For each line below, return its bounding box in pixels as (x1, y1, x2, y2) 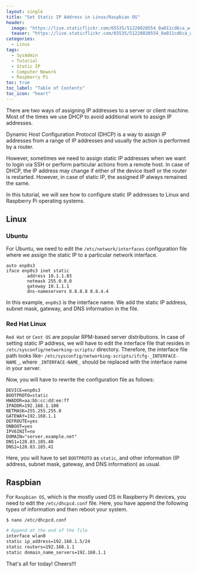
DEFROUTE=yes (6, 418, 38, 424)
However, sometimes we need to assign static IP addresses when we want (6, 154, 186, 162)
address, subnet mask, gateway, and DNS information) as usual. (6, 460, 161, 468)
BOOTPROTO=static (6, 392, 49, 398)
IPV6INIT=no (6, 428, 35, 434)
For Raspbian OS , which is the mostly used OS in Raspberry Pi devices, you (6, 493, 186, 500)
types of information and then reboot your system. (6, 505, 128, 512)
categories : (6, 36, 35, 42)
